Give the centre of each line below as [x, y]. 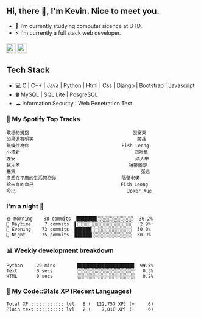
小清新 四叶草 [77, 152]
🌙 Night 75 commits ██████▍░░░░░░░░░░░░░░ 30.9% [79, 235]
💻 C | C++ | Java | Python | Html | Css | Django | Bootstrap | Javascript [105, 85]
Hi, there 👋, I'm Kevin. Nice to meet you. [83, 11]
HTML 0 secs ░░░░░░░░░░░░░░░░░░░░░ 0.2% [80, 276]
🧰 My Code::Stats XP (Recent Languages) [69, 291]
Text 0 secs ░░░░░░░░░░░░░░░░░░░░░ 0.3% [80, 271]
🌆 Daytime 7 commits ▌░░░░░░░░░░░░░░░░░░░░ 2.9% [79, 224]
